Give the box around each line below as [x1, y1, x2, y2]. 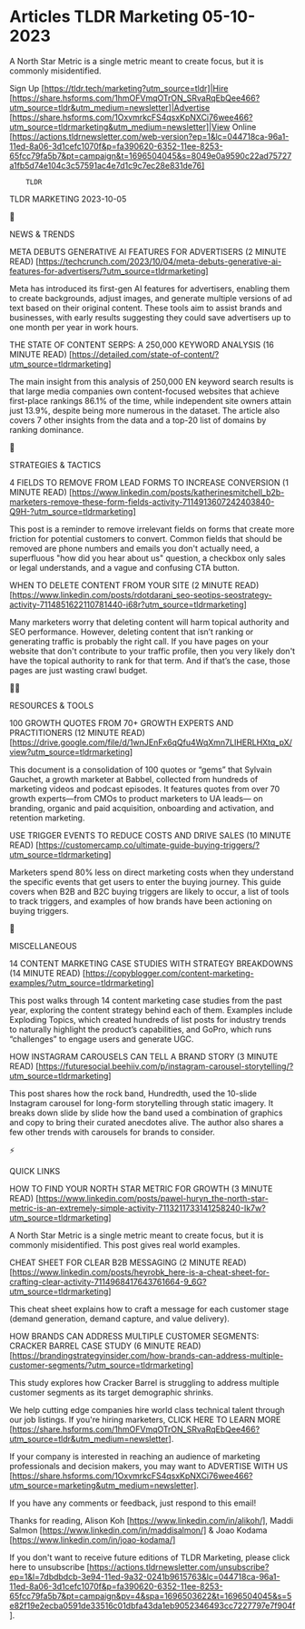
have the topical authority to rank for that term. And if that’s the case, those [9, 655, 290, 666]
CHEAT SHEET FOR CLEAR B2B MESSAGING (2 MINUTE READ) [9, 1257, 247, 1268]
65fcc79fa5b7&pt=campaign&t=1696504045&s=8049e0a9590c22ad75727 [9, 150, 292, 161]
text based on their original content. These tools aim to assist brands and [9, 302, 282, 313]
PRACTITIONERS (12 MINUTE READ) [9, 727, 145, 738]
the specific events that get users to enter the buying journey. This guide [9, 876, 281, 887]
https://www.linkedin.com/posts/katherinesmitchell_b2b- [72, 486, 285, 497]
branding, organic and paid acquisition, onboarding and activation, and [9, 802, 274, 813]
